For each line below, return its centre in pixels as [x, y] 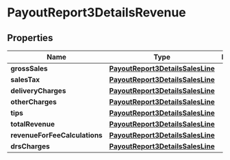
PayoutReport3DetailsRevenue [97, 13]
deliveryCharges [38, 91]
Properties [30, 38]
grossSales [29, 68]
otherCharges [34, 102]
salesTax [25, 80]
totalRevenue [33, 124]
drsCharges [30, 146]
